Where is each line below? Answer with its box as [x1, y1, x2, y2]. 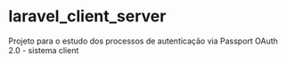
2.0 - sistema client [8, 44, 79, 55]
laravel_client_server [8, 6, 167, 27]
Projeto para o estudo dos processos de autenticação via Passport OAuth [8, 35, 278, 46]
